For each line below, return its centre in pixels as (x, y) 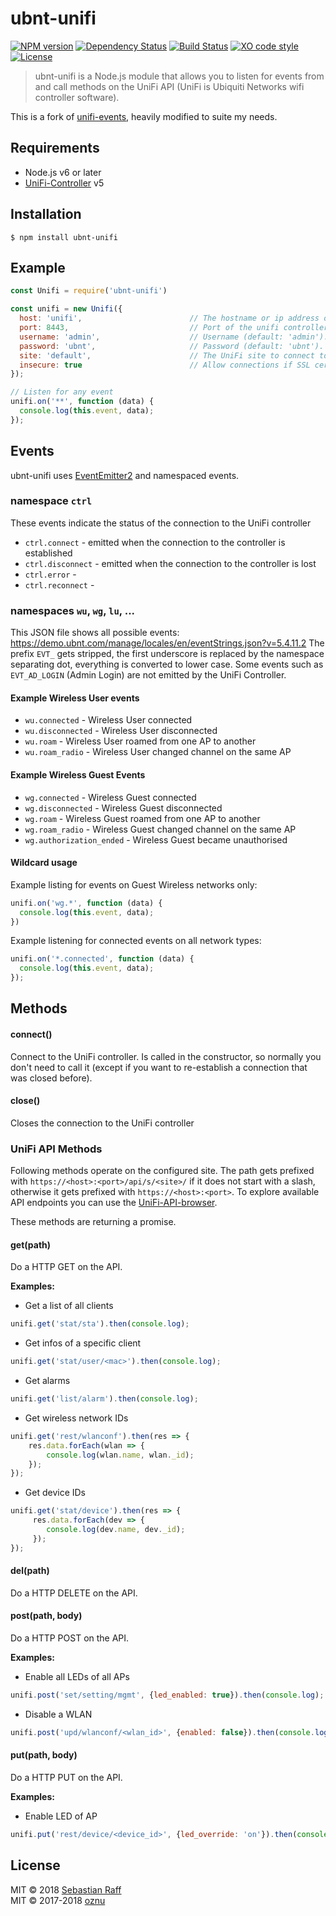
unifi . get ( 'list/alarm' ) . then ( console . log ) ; (104, 1399)
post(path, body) (46, 1616)
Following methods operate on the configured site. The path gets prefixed (162, 1171)
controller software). (77, 97)
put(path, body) (44, 1755)
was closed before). (51, 1078)
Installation (46, 214)
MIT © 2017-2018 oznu (58, 1900)
